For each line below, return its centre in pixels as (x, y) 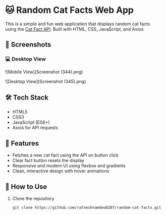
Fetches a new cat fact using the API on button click (65, 155)
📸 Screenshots (28, 45)
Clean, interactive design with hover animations (61, 171)
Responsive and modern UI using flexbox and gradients (69, 166)
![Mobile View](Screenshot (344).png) (44, 72)
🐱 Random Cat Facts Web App (69, 10)
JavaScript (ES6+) (31, 122)
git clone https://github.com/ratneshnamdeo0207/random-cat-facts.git (87, 208)
